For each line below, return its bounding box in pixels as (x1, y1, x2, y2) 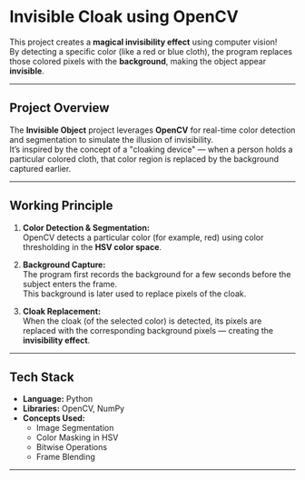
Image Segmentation (35, 423, 114, 434)
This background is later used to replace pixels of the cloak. (22, 288, 247, 299)
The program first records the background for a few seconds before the (22, 268, 291, 279)
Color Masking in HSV (35, 432, 119, 443)
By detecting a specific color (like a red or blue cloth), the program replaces (9, 45, 293, 56)
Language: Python (22, 394, 93, 405)
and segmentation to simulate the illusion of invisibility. (9, 134, 214, 145)
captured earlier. (9, 163, 72, 174)
